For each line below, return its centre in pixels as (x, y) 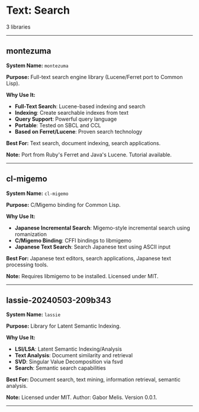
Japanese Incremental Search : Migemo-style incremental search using (102, 228)
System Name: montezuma (37, 65)
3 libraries (18, 27)
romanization (31, 234)
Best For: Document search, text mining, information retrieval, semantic (93, 380)
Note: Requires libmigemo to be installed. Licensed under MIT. (82, 276)
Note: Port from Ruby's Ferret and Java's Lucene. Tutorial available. (89, 155)
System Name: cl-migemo (37, 193)
